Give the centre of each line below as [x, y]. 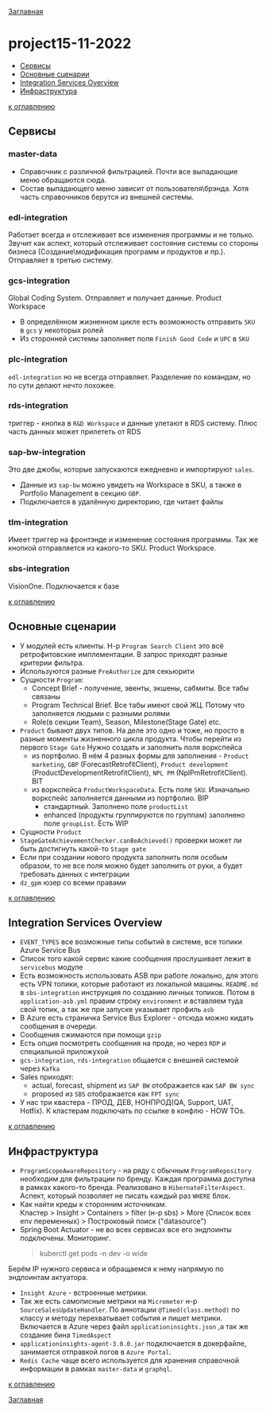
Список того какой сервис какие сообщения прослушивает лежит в [135, 959]
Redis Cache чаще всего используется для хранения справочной [129, 1360]
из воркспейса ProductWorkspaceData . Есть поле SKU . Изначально [141, 789]
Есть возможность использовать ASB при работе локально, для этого [139, 976]
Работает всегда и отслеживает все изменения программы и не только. [131, 235]
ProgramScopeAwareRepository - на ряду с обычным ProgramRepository [135, 1171]
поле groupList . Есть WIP [86, 823]
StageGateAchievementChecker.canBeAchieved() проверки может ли [131, 840]
